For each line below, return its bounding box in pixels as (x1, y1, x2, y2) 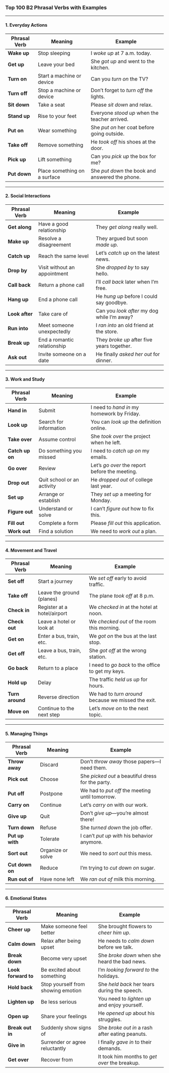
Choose (40, 776, 59, 783)
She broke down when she (98, 952, 161, 959)
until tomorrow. (80, 793, 117, 800)
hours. (89, 682, 104, 689)
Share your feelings (41, 1013, 87, 1020)
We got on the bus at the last (89, 633, 157, 640)
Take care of (38, 310, 68, 317)
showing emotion (41, 987, 82, 994)
